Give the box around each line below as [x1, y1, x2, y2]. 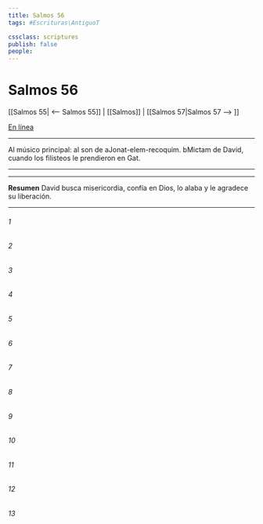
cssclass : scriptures [8, 33, 79, 41]
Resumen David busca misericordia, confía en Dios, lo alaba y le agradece [8, 184, 249, 193]
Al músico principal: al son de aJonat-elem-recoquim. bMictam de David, [8, 145, 244, 155]
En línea [8, 122, 34, 132]
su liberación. [8, 191, 52, 201]
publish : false [8, 40, 58, 48]
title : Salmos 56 [8, 11, 65, 20]
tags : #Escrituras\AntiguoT [8, 19, 100, 27]
